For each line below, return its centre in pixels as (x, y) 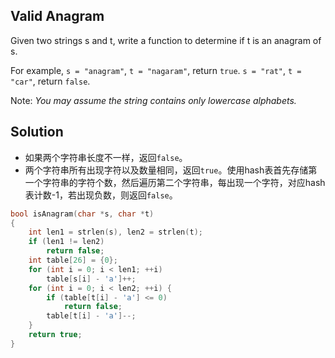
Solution (37, 132)
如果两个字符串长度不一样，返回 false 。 (106, 157)
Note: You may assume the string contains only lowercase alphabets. (153, 100)
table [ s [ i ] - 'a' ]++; (91, 279)
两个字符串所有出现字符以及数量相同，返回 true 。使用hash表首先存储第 (171, 170)
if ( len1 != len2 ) (66, 242)
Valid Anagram (57, 16)
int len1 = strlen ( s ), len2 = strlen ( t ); (115, 232)
